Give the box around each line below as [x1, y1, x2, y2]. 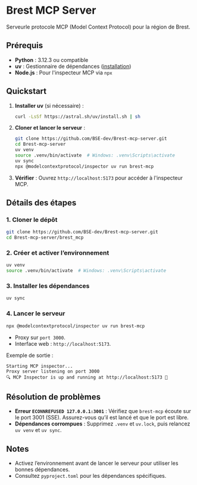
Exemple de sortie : [6, 352, 54, 359]
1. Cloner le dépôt [6, 215, 58, 224]
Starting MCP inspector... [6, 363, 73, 369]
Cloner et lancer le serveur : [14, 124, 86, 132]
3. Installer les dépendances [6, 282, 90, 290]
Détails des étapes [6, 198, 77, 208]
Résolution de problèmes [6, 392, 101, 402]
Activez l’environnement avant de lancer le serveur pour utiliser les [14, 459, 179, 467]
